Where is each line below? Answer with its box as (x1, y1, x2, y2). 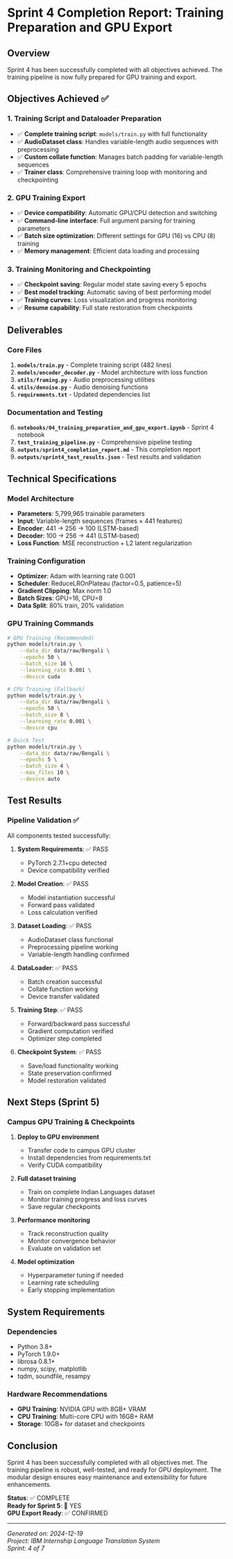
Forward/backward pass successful (27, 1019, 130, 1028)
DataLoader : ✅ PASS (17, 963, 78, 972)
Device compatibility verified (27, 865, 110, 875)
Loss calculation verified (27, 908, 98, 916)
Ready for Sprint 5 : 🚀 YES (7, 1501, 82, 1510)
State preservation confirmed (27, 1069, 112, 1077)
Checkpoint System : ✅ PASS (17, 1047, 102, 1056)
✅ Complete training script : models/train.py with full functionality (17, 130, 208, 138)
